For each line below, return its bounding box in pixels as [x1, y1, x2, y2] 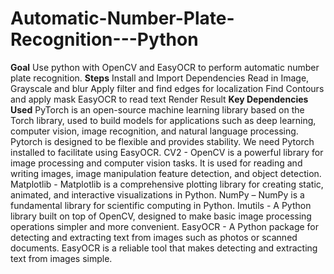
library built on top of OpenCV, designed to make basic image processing [10, 210, 312, 222]
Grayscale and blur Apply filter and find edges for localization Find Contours [10, 82, 325, 94]
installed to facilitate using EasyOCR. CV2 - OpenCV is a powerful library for [10, 146, 324, 158]
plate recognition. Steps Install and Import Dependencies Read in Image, [10, 72, 310, 84]
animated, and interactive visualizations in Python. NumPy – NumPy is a [10, 188, 305, 201]
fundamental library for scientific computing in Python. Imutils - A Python [10, 199, 312, 211]
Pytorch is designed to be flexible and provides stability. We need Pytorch [10, 135, 315, 147]
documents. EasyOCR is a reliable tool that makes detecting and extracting [10, 242, 318, 254]
